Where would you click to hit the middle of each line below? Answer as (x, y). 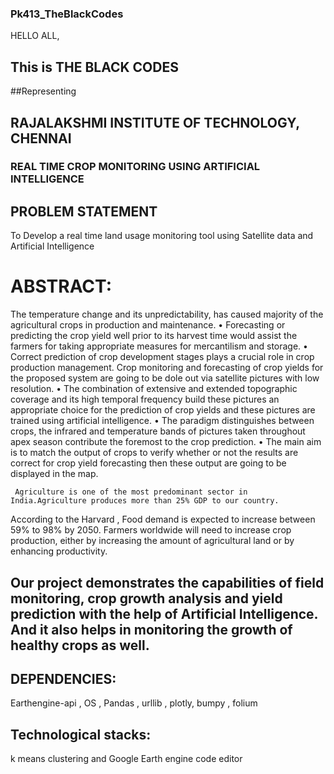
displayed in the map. (54, 474)
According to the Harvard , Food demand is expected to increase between (163, 519)
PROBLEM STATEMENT (84, 211)
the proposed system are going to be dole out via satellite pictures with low (165, 378)
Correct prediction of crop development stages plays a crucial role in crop (162, 357)
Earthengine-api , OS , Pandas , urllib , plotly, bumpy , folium (134, 703)
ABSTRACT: (61, 286)
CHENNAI (41, 138)
